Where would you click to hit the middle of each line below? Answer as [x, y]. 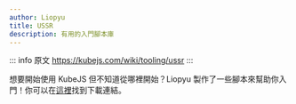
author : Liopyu [37, 17]
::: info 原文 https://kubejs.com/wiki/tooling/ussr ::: [101, 60]
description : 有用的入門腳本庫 [62, 34]
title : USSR [31, 26]
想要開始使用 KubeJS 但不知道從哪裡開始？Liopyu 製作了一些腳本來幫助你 [144, 79]
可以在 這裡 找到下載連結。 [79, 91]
